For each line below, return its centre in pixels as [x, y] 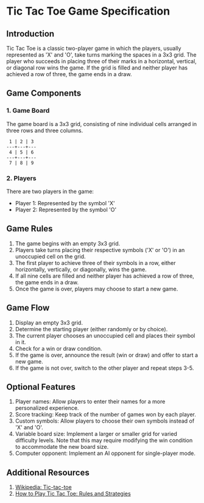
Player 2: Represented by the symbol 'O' [66, 209]
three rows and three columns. [45, 130]
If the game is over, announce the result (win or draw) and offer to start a [107, 355]
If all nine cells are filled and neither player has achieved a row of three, [105, 276]
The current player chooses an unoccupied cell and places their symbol [105, 336]
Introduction [30, 34]
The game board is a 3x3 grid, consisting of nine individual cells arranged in [102, 124]
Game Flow [28, 308]
